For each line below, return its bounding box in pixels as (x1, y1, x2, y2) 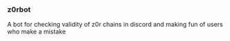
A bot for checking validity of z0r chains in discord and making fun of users (7, 20, 224, 29)
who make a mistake (7, 27, 66, 36)
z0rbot (7, 5, 31, 14)
